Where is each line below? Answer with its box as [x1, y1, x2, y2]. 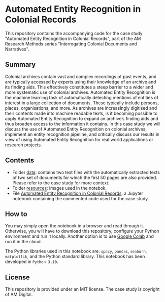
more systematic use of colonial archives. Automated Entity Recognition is [5, 89, 156, 95]
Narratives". [5, 46, 30, 52]
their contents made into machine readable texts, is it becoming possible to [5, 110, 158, 116]
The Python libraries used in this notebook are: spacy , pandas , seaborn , [5, 248, 147, 254]
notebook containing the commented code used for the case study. [12, 195, 149, 201]
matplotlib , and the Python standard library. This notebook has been [5, 254, 145, 259]
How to [5, 210, 28, 218]
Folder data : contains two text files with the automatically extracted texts [12, 169, 160, 175]
